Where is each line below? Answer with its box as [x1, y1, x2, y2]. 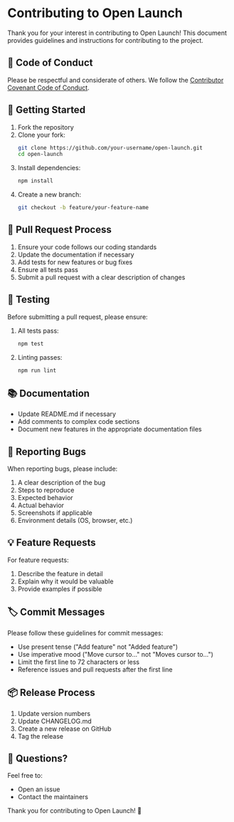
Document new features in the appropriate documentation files [17, 425, 202, 434]
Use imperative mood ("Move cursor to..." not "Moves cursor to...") [17, 650, 213, 658]
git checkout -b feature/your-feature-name [17, 204, 149, 212]
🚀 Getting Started [7, 104, 86, 116]
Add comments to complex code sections [17, 417, 140, 426]
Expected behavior [17, 494, 73, 502]
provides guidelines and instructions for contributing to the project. [7, 36, 204, 44]
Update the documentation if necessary [17, 250, 134, 259]
